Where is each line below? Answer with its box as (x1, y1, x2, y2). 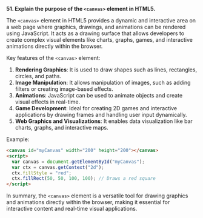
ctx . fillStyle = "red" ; (12, 170, 72, 176)
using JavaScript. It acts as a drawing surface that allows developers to (6, 30, 185, 37)
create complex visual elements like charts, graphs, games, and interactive (6, 36, 193, 43)
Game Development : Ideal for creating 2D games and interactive (15, 105, 178, 111)
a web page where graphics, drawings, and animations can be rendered (6, 24, 186, 30)
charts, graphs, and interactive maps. (15, 124, 108, 131)
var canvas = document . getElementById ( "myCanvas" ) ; (12, 159, 145, 165)
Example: (6, 136, 30, 143)
